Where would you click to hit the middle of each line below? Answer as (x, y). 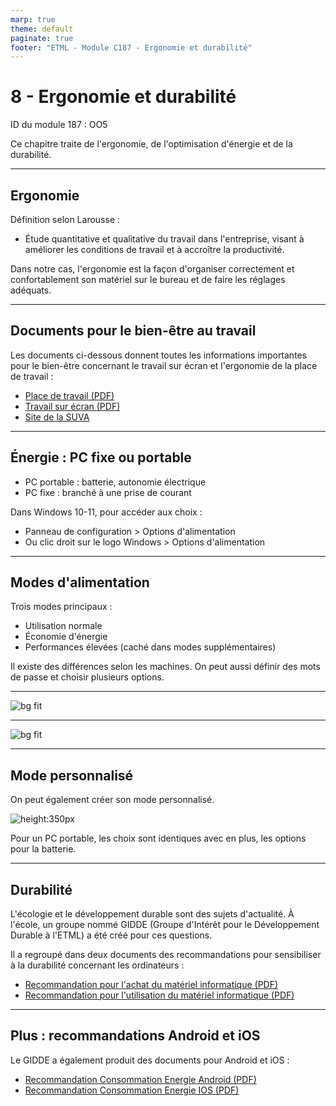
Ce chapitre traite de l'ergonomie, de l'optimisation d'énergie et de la (151, 144)
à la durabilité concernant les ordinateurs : (97, 965)
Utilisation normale (63, 626)
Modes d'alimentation (80, 582)
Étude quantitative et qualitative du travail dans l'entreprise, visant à (164, 239)
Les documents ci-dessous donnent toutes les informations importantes (159, 355)
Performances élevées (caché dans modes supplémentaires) (150, 647)
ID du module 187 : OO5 (59, 125)
